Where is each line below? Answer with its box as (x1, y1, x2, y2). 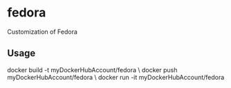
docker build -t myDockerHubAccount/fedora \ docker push (7, 65, 178, 74)
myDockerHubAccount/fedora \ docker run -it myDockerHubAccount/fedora (7, 73, 225, 81)
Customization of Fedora (7, 27, 78, 36)
